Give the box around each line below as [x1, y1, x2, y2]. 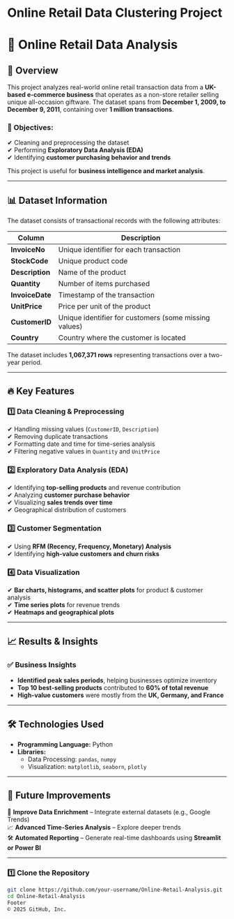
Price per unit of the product [58, 301, 151, 311]
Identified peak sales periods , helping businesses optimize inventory [17, 675, 217, 685]
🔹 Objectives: [7, 123, 54, 133]
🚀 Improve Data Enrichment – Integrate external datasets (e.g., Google [7, 808, 211, 816]
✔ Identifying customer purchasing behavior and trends [7, 154, 171, 162]
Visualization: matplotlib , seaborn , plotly [27, 763, 147, 771]
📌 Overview [7, 64, 58, 76]
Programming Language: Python [17, 740, 114, 749]
